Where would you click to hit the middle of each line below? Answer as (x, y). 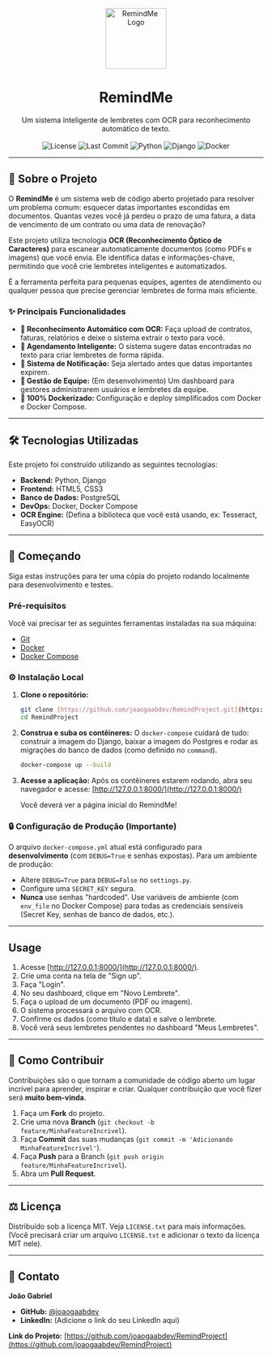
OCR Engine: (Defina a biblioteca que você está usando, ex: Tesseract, (138, 515)
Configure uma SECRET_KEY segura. (78, 889)
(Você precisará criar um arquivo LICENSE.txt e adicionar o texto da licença (134, 1234)
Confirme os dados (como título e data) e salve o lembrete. (118, 1019)
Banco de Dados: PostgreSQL (70, 497)
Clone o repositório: (54, 695)
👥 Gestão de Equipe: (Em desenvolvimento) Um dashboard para (127, 381)
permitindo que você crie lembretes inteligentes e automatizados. (118, 266)
